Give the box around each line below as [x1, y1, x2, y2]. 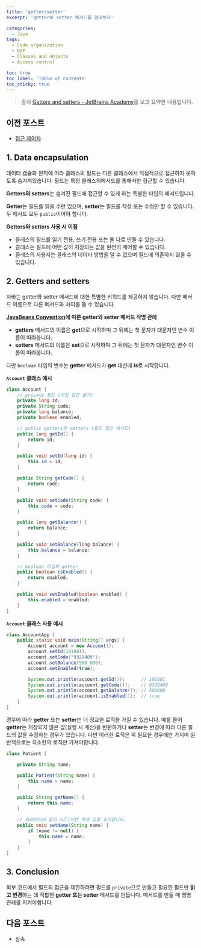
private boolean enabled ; [17, 414, 82, 421]
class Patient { [6, 750, 47, 757]
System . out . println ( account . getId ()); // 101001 [28, 676, 165, 682]
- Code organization [11, 42, 63, 48]
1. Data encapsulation [6, 153, 89, 163]
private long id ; [17, 397, 61, 404]
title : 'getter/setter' [6, 8, 66, 15]
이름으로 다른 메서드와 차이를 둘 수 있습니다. [12, 300, 116, 308]
